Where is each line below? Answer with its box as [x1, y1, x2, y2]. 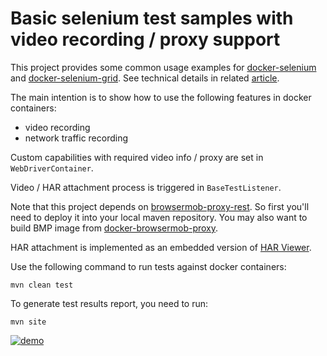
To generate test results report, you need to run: [10, 297, 209, 309]
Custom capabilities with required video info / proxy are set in [10, 151, 264, 163]
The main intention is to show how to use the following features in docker [10, 91, 312, 103]
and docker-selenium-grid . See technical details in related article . [10, 72, 280, 84]
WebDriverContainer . [10, 162, 94, 174]
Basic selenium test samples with [10, 7, 294, 30]
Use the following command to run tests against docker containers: [10, 260, 287, 272]
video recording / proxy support [10, 28, 281, 51]
